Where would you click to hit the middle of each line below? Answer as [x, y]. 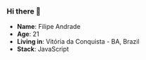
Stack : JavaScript [43, 49]
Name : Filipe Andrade [49, 27]
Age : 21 [28, 34]
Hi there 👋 [24, 11]
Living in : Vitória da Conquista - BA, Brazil [78, 42]
